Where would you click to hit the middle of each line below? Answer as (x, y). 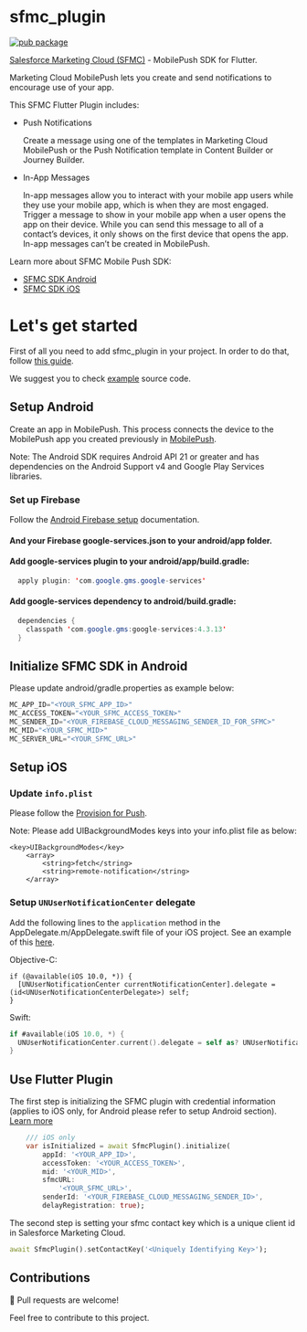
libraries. (26, 476)
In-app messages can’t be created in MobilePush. (116, 243)
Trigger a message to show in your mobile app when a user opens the (154, 214)
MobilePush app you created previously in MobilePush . (113, 439)
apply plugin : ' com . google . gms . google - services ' (112, 581)
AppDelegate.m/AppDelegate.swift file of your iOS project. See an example (151, 932)
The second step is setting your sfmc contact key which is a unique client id (152, 1222)
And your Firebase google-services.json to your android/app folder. (141, 540)
